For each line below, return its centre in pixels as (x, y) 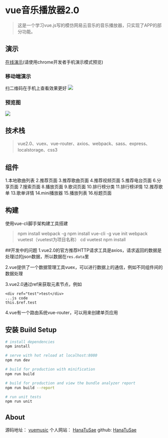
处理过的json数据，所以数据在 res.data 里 (47, 256)
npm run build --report (30, 388)
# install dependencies (30, 342)
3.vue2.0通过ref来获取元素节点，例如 (44, 284)
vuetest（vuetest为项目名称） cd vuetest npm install (72, 239)
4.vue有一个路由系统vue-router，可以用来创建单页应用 (62, 312)
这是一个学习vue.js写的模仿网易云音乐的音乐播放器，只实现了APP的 (87, 25)
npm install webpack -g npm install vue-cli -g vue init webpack (82, 233)
